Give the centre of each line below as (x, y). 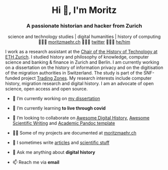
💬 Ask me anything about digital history (54, 152)
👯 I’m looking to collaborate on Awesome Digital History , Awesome (81, 118)
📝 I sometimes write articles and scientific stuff (61, 142)
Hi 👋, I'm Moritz (84, 10)
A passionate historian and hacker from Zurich (84, 26)
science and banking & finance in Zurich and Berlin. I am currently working (82, 62)
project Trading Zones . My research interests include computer (86, 78)
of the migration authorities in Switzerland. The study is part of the (74, 73)
